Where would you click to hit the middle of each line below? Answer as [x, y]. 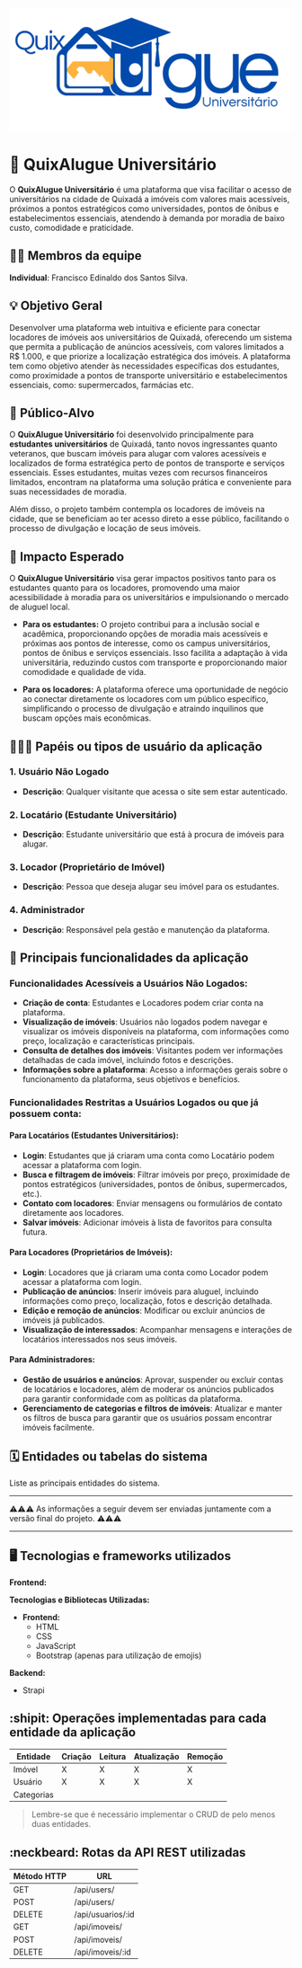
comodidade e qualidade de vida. [84, 672]
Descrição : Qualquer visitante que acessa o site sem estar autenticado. [155, 791]
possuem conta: [46, 1114]
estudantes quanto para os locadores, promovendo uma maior [125, 588]
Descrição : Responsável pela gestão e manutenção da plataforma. [146, 929]
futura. [35, 1232]
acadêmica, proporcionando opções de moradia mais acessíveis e [145, 634]
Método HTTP [40, 1876]
